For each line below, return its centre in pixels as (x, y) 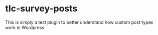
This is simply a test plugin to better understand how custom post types (79, 22)
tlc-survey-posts (41, 9)
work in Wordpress (25, 27)
